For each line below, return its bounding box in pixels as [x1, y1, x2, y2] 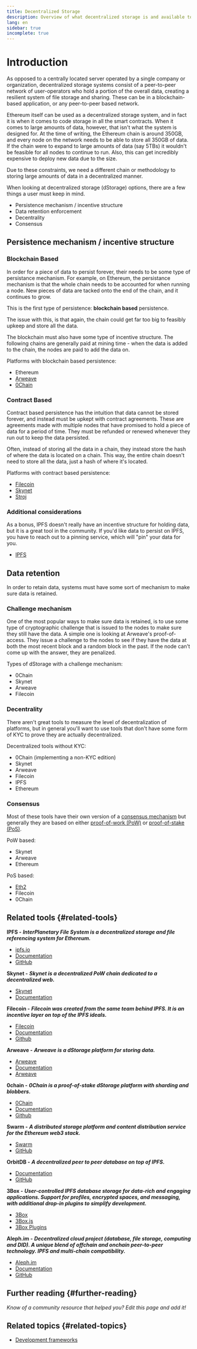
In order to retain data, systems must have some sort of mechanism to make [6, 584, 190, 591]
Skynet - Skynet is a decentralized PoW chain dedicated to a [6, 969, 157, 977]
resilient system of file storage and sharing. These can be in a [6, 94, 155, 101]
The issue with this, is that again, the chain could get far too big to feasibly [6, 316, 186, 323]
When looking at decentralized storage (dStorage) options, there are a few [6, 184, 186, 191]
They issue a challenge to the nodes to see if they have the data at [26, 637, 187, 644]
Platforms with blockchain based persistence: [6, 357, 116, 364]
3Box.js [15, 1217, 34, 1224]
